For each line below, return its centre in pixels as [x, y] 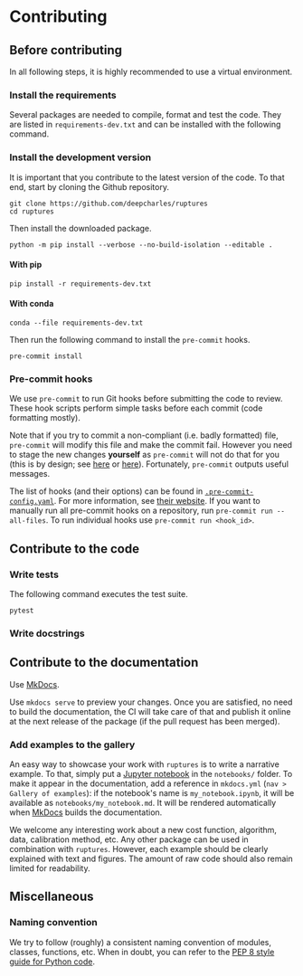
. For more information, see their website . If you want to [157, 501]
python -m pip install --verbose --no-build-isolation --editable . [141, 245]
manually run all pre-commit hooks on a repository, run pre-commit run [141, 511]
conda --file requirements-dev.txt [76, 323]
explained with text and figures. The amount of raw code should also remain [151, 859]
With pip [26, 265]
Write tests [34, 574]
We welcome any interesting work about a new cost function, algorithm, [143, 830]
